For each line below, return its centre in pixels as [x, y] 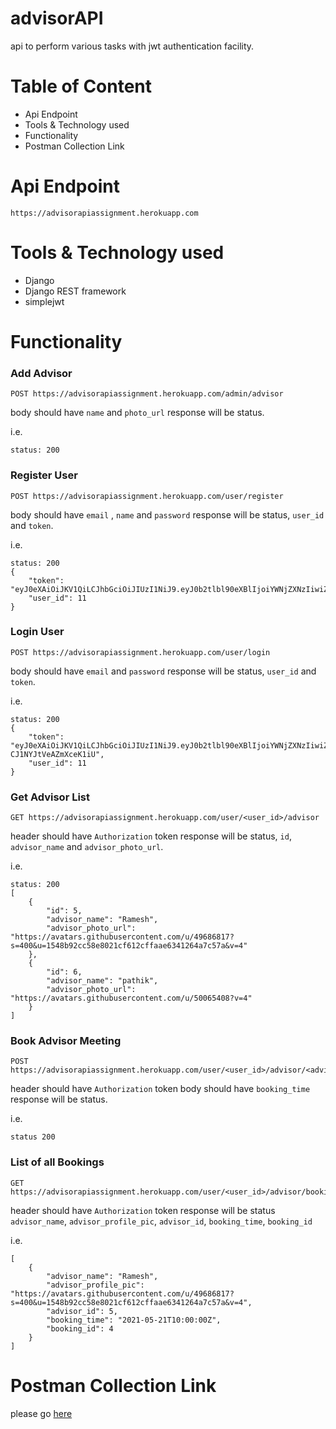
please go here [41, 1413]
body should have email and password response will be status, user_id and [163, 671]
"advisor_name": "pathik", [102, 981]
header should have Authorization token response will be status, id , [151, 836]
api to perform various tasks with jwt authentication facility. [132, 46]
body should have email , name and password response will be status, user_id [167, 514]
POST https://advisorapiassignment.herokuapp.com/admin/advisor [147, 394]
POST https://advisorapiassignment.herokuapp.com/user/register [147, 496]
